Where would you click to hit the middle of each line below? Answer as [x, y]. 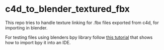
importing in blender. [27, 27]
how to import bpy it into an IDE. [38, 42]
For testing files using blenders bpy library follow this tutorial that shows [79, 37]
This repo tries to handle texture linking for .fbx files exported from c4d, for [82, 23]
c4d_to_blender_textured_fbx [68, 9]
